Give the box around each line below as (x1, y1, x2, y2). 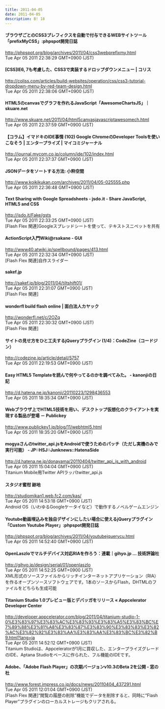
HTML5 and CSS (5, 201, 39, 207)
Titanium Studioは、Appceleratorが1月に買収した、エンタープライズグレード (5, 646, 160, 652)
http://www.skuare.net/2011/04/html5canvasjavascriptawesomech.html (5, 116, 150, 122)
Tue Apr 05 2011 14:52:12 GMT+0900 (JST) (5, 640, 92, 646)
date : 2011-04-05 (5, 12, 41, 17)
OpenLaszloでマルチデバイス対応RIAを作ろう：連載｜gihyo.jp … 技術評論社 (5, 551, 160, 557)
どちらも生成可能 (22, 585, 57, 591)
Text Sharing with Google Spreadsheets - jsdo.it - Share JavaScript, (5, 196, 146, 201)
